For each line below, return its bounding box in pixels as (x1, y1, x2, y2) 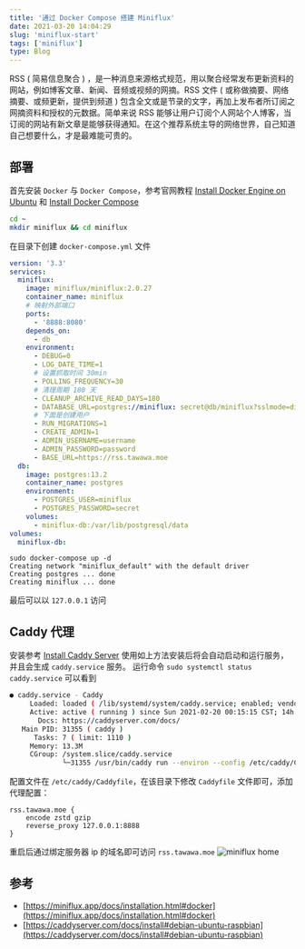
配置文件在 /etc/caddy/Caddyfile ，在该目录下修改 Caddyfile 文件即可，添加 (9, 776, 293, 787)
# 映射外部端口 (25, 301, 75, 310)
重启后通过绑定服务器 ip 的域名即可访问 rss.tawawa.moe (9, 846, 216, 857)
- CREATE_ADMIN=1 (33, 428, 100, 437)
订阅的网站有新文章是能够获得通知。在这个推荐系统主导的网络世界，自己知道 (9, 119, 296, 130)
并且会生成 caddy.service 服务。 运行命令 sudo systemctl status (9, 661, 252, 673)
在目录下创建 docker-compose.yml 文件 (9, 240, 152, 251)
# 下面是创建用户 (33, 411, 90, 420)
